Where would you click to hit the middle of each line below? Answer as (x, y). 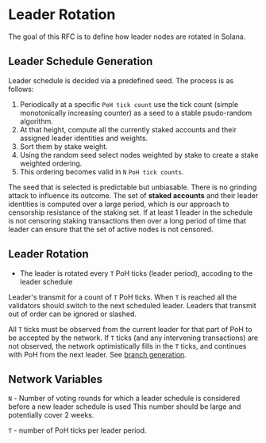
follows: (21, 89)
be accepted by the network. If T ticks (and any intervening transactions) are (133, 338)
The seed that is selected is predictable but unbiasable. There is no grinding (133, 187)
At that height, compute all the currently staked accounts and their (128, 129)
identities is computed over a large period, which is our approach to (119, 204)
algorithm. (36, 121)
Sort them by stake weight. (64, 146)
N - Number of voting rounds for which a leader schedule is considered (124, 399)
